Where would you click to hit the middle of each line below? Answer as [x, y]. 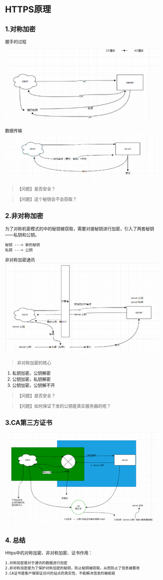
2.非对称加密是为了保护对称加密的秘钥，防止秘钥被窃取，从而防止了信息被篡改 [72, 568]
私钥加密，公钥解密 [31, 373]
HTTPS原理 [28, 10]
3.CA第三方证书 [29, 422]
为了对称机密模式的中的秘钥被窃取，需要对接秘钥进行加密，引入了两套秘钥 [80, 229]
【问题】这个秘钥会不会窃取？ [47, 199]
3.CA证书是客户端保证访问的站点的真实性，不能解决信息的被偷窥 [60, 573]
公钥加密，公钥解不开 [33, 385]
